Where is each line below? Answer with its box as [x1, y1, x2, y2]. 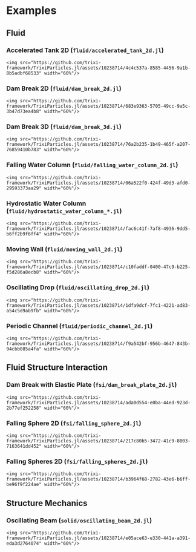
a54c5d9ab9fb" [6, 307, 42, 314]
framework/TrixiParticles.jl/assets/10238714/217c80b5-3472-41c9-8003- [6, 438, 191, 444]
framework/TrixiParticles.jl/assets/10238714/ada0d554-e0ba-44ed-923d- [6, 399, 191, 406]
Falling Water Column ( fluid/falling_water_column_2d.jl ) [6, 161, 178, 169]
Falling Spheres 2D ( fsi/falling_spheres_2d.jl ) [6, 457, 148, 465]
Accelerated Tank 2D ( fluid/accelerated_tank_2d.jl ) [6, 46, 165, 54]
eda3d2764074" [6, 540, 42, 547]
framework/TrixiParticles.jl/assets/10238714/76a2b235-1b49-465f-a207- [6, 142, 191, 148]
